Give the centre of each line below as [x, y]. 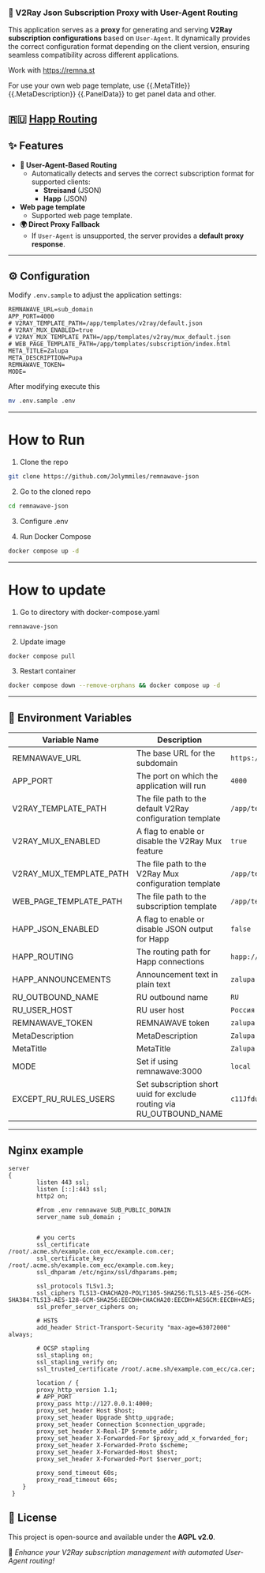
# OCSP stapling [63, 1348]
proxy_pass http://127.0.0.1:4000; [95, 1403]
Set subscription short [177, 1085]
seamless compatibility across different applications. [94, 55]
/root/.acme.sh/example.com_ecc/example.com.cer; [91, 1251]
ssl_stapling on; [65, 1355]
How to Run [47, 440]
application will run [172, 786]
